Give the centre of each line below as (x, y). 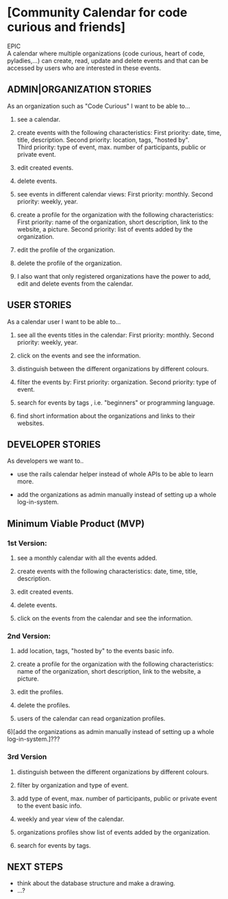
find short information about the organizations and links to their (106, 416)
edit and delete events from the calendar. (75, 283)
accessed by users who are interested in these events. (84, 68)
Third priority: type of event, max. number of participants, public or (112, 147)
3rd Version (27, 757)
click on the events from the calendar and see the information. (105, 618)
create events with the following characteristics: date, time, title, (107, 571)
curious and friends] (66, 27)
